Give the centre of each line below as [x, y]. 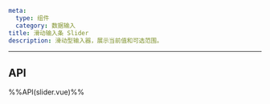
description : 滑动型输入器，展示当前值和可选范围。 [86, 40]
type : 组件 [33, 18]
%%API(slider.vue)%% [47, 92]
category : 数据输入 [46, 26]
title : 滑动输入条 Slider [49, 33]
